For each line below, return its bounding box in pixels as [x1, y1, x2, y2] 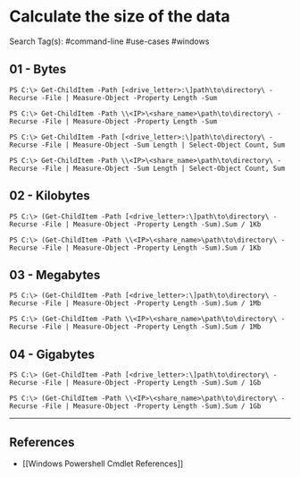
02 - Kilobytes [9, 188, 91, 203]
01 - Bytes [9, 62, 67, 77]
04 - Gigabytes [9, 346, 96, 362]
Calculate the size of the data [9, 6, 230, 27]
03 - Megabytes [9, 267, 101, 283]
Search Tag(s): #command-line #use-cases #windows [9, 36, 210, 47]
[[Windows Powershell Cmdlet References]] [21, 458, 184, 469]
